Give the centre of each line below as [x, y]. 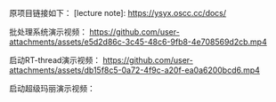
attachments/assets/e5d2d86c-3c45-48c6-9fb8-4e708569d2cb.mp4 [138, 42]
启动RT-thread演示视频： [55, 60]
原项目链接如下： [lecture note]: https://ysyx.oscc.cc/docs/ [118, 13]
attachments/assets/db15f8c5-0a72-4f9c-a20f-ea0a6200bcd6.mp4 [135, 70]
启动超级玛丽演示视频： [52, 88]
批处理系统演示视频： [48, 32]
